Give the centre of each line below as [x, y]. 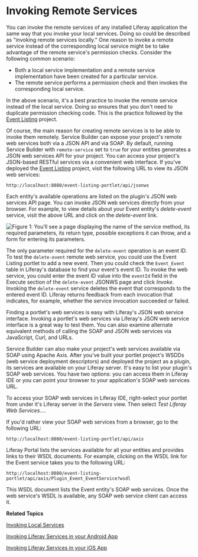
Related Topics [25, 513]
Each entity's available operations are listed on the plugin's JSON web [92, 196]
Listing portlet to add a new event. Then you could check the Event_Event [95, 263]
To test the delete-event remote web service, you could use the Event [91, 257]
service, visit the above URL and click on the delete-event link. [82, 215]
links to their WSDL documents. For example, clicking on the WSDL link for [97, 456]
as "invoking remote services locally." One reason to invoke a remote [90, 40]
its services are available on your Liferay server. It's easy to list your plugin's [99, 367]
